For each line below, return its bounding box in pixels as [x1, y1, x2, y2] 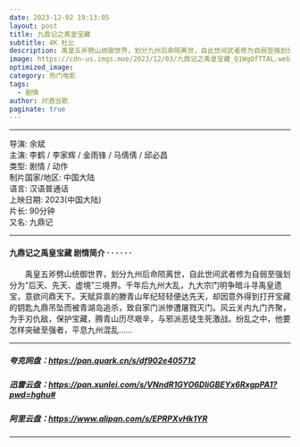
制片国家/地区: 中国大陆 [9, 172, 96, 183]
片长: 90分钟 [9, 206, 55, 216]
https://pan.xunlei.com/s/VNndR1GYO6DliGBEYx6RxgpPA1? [48, 379, 278, 390]
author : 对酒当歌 [9, 96, 69, 105]
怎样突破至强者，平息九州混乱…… [9, 325, 133, 335]
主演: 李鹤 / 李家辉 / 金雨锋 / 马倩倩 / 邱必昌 [9, 149, 168, 161]
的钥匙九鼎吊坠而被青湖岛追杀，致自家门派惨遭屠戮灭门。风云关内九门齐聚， [9, 302, 291, 313]
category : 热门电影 [9, 72, 77, 80]
